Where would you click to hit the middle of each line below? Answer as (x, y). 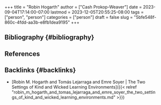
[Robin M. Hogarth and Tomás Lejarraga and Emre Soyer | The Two (78, 82)
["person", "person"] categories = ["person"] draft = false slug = (69, 17)
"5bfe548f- (145, 17)
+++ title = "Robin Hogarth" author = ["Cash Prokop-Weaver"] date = (73, 7)
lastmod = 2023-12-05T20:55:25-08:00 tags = (97, 12)
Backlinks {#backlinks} (40, 70)
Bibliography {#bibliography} (50, 37)
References (22, 54)
